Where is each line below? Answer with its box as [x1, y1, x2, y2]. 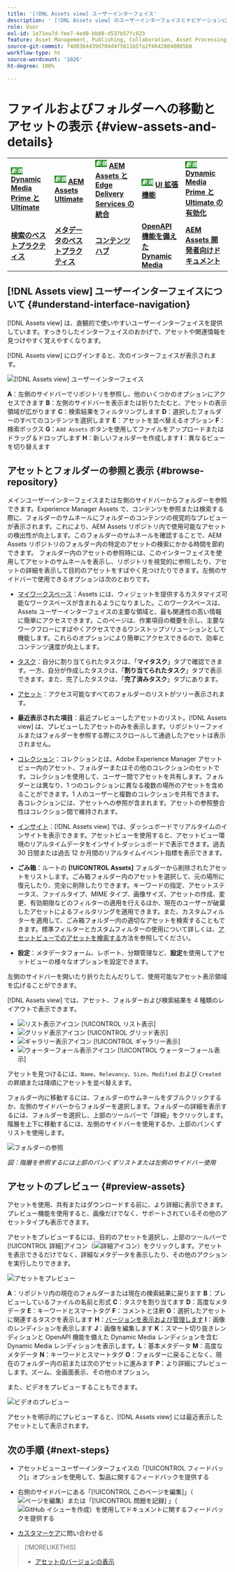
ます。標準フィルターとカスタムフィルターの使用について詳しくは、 [23, 924, 219, 933]
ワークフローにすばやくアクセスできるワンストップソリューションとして [17, 625, 225, 633]
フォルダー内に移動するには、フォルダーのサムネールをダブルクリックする [7, 1093, 222, 1102]
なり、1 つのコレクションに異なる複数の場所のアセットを [48, 780, 212, 790]
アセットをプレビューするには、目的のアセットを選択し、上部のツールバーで [7, 1233, 227, 1241]
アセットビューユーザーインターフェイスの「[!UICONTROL [17, 1464, 186, 1472]
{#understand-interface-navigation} [27, 299, 191, 311]
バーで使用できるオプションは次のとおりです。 [19, 575, 154, 583]
